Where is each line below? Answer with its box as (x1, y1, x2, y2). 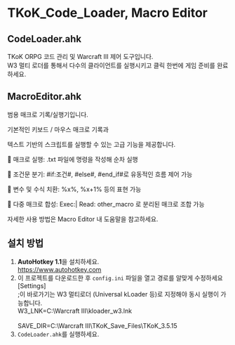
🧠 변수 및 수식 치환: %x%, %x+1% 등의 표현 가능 (7, 185, 142, 193)
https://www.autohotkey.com (17, 265, 102, 273)
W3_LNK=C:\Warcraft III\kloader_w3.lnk (17, 306, 132, 315)
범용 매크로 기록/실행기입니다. (7, 110, 89, 119)
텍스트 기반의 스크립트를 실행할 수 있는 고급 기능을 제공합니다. (7, 140, 176, 148)
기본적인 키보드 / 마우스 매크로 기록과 (7, 125, 109, 134)
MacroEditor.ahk (7, 91, 82, 103)
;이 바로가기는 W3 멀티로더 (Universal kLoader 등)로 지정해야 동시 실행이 (17, 289, 220, 298)
